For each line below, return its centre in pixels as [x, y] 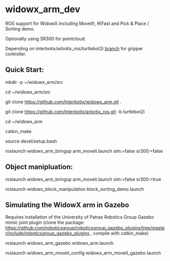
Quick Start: [25, 70]
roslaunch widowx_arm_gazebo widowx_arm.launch [59, 243]
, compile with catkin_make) [119, 233]
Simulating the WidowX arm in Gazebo [67, 205]
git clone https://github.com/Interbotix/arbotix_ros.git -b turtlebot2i [75, 111]
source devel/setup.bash [31, 141]
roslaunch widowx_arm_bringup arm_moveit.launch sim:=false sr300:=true [83, 179]
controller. [16, 54]
